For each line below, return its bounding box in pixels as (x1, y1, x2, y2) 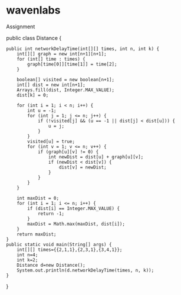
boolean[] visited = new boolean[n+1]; (17, 77, 115, 82)
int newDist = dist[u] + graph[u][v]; (48, 154, 144, 160)
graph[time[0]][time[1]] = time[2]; (27, 61, 117, 67)
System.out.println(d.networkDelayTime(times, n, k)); (17, 267, 154, 273)
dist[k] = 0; (17, 92, 49, 98)
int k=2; (17, 257, 38, 263)
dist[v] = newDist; (58, 164, 107, 170)
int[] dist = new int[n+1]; (17, 82, 85, 88)
